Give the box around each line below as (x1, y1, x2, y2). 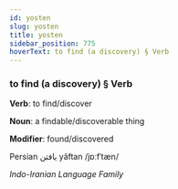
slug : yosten (9, 22, 59, 31)
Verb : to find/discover (9, 98, 93, 110)
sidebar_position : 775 (9, 38, 96, 48)
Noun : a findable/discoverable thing (9, 116, 145, 127)
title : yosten (9, 30, 64, 39)
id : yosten (9, 13, 51, 23)
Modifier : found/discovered (9, 133, 114, 144)
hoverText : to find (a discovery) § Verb (9, 47, 170, 57)
